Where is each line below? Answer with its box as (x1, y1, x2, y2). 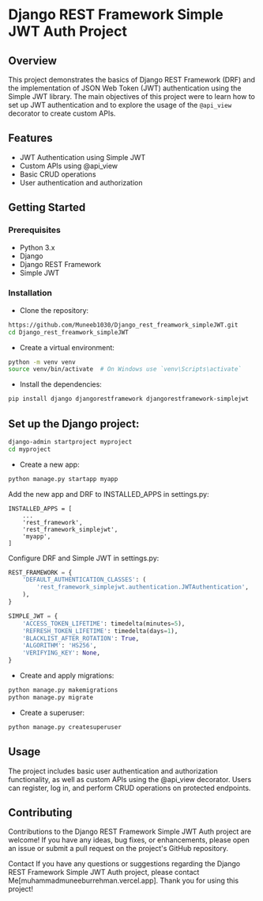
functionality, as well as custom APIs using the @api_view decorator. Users (8, 774, 252, 784)
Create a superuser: (19, 708, 85, 717)
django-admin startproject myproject (8, 437, 133, 445)
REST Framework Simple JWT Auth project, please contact (8, 868, 200, 877)
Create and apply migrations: (19, 671, 115, 681)
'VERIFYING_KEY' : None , (22, 649, 101, 657)
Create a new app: (19, 460, 81, 469)
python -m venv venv (8, 358, 77, 366)
